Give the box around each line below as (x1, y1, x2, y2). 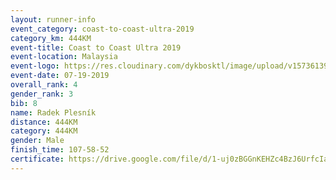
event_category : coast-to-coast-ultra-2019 (10, 24, 195, 34)
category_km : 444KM (10, 33, 92, 43)
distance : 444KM (10, 117, 78, 127)
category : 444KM (10, 126, 78, 136)
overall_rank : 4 (10, 80, 78, 90)
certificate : (10, 154, 65, 164)
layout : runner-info (10, 14, 97, 25)
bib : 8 (10, 98, 38, 108)
